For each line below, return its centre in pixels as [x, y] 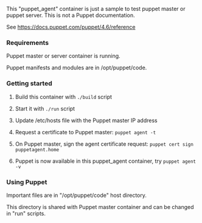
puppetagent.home [37, 149]
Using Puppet [27, 182]
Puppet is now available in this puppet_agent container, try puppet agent [106, 161]
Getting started [30, 83]
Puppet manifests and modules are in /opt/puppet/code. [77, 68]
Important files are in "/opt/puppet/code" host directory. [77, 195]
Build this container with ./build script [64, 97]
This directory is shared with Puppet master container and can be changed [100, 207]
